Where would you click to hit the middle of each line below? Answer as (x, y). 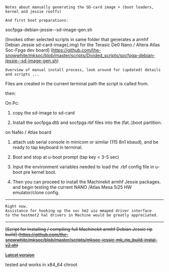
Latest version (20, 255)
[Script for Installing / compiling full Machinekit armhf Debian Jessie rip (79, 229)
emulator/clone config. (36, 192)
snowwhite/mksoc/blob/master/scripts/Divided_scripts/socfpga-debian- (80, 55)
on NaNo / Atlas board (28, 132)
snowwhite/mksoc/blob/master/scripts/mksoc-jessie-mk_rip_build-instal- (81, 240)
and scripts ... (22, 74)
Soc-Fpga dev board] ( (29, 50)
